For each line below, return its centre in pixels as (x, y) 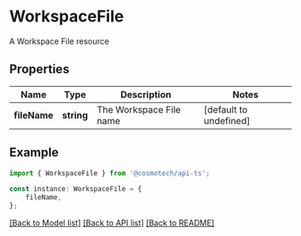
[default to (226, 109)
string (75, 115)
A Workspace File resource (59, 41)
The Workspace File (139, 109)
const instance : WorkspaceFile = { (76, 190)
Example (34, 152)
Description (146, 94)
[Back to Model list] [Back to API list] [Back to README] (112, 223)
